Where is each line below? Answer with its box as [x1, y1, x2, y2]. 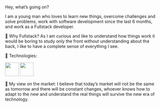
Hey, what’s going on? [5, 4, 49, 10]
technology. [5, 96, 29, 102]
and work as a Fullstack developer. [5, 24, 74, 30]
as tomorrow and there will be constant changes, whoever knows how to [5, 86, 150, 92]
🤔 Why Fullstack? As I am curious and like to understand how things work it [5, 33, 155, 39]
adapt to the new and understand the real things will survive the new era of [5, 92, 155, 97]
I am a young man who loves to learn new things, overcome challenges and [5, 14, 156, 19]
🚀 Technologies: [5, 53, 37, 59]
